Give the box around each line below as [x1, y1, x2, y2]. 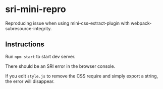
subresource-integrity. [5, 25, 52, 31]
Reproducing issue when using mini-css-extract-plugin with [5, 20, 130, 26]
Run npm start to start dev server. [5, 53, 76, 59]
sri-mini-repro [5, 4, 67, 15]
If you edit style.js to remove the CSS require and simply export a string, [5, 73, 158, 79]
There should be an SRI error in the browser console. [5, 63, 116, 69]
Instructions [5, 40, 44, 49]
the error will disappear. [5, 78, 55, 84]
